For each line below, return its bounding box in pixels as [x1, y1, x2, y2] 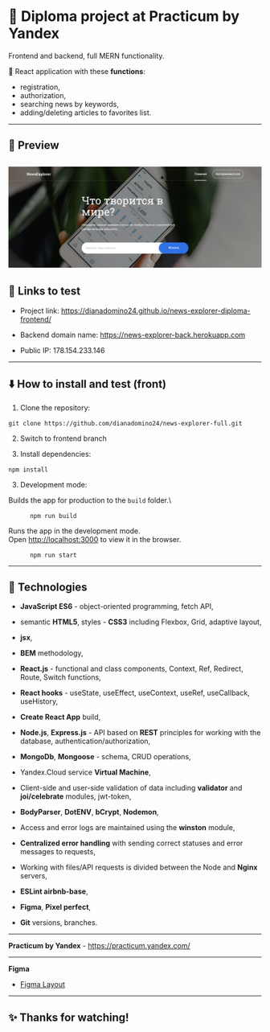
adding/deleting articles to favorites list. [19, 108, 152, 117]
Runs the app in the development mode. [8, 526, 141, 536]
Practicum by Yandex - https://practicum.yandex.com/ [8, 941, 190, 951]
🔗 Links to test [8, 285, 81, 298]
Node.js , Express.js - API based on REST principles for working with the [19, 728, 261, 738]
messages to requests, [19, 847, 96, 857]
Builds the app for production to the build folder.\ [8, 495, 172, 505]
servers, [19, 871, 48, 881]
